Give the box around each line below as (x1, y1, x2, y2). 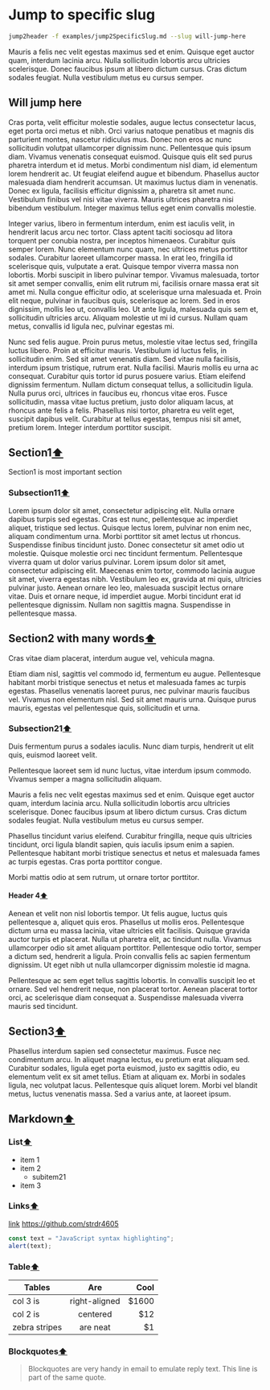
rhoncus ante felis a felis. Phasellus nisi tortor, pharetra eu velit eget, (8, 405, 235, 415)
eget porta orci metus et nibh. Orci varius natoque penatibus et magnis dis (8, 126, 255, 135)
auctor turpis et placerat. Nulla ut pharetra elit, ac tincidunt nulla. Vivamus (8, 935, 252, 944)
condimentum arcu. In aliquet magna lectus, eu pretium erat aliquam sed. (8, 1054, 251, 1064)
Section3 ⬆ (8, 1025, 67, 1039)
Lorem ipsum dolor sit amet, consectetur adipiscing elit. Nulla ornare (8, 505, 235, 515)
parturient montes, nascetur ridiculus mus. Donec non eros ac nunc (8, 135, 232, 144)
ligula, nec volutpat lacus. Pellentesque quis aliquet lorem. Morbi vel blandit (8, 1080, 258, 1089)
